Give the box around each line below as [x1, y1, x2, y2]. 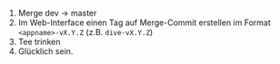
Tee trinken [17, 36, 61, 47]
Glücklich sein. [17, 46, 74, 57]
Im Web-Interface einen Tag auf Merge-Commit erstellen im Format [17, 17, 271, 28]
